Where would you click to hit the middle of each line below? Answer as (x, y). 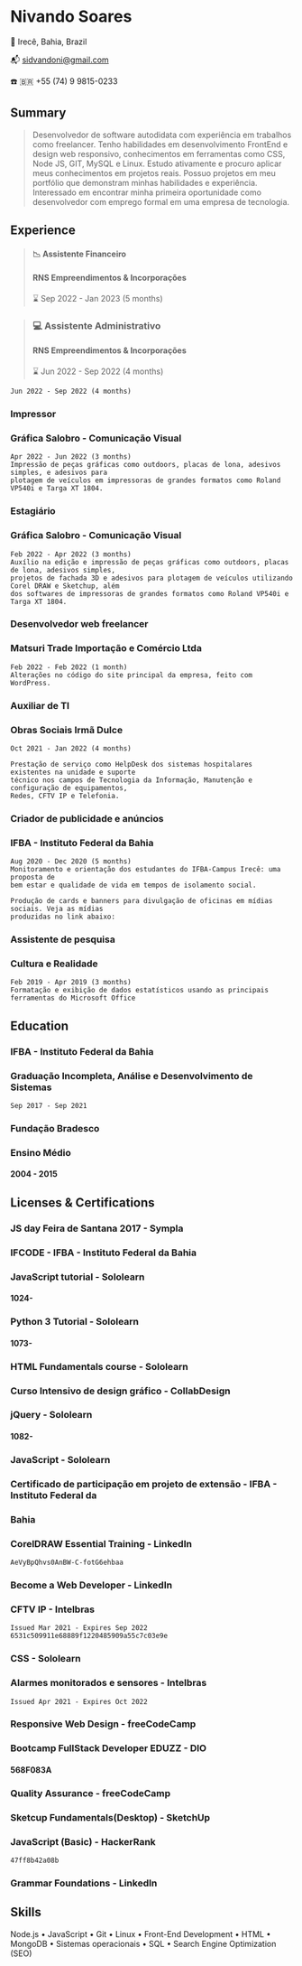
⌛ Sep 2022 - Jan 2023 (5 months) (97, 298)
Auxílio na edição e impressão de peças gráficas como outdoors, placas (150, 562)
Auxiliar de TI (40, 705)
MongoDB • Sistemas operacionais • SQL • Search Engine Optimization (143, 1943)
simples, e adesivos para (59, 473)
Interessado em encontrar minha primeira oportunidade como (147, 192)
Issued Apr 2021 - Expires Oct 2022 (79, 1701)
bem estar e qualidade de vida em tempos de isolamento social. (133, 885)
